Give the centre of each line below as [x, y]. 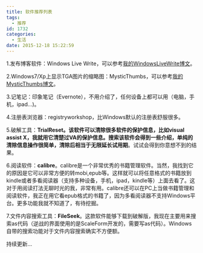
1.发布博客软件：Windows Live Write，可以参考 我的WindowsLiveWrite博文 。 [101, 63]
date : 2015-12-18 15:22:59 [40, 46]
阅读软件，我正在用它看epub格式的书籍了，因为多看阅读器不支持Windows [98, 195]
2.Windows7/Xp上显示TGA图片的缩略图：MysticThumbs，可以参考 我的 [95, 76]
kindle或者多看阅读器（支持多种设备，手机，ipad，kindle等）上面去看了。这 [101, 180]
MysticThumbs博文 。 [33, 84]
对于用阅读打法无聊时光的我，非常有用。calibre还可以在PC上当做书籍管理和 [100, 188]
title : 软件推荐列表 [29, 12]
